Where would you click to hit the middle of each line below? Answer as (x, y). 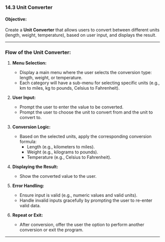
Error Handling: (28, 186)
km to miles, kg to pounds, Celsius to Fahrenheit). (69, 88)
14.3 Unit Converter (29, 7)
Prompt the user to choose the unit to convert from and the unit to (86, 112)
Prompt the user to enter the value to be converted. (71, 107)
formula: (28, 142)
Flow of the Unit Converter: (38, 52)
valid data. (30, 206)
